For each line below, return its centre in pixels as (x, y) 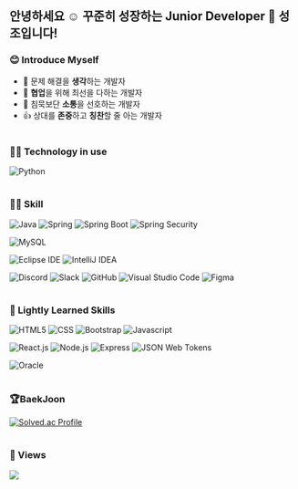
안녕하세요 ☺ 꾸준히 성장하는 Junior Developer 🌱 (143, 16)
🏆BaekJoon (37, 399)
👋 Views (28, 455)
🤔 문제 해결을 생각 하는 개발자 (74, 81)
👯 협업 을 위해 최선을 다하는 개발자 (82, 92)
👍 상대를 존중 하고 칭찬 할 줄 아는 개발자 (92, 115)
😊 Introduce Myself (54, 60)
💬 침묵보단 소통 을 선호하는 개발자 (82, 104)
